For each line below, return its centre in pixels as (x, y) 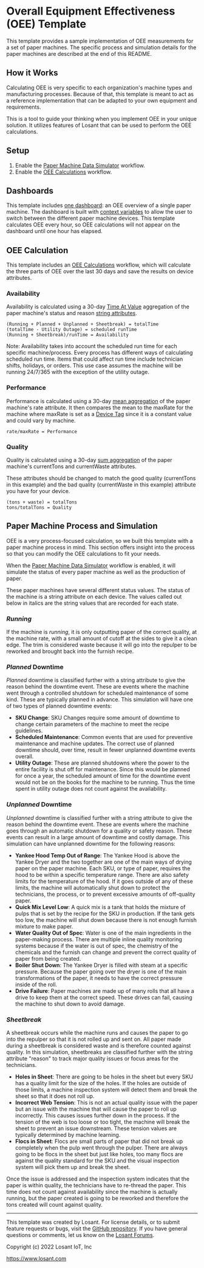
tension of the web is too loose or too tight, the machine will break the (102, 1122)
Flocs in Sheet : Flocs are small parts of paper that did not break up (99, 1141)
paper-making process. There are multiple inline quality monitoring (98, 939)
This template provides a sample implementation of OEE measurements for (100, 41)
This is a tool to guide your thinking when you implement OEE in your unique (102, 118)
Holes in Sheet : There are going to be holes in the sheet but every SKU (104, 1077)
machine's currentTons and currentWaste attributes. (71, 466)
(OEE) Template (46, 24)
